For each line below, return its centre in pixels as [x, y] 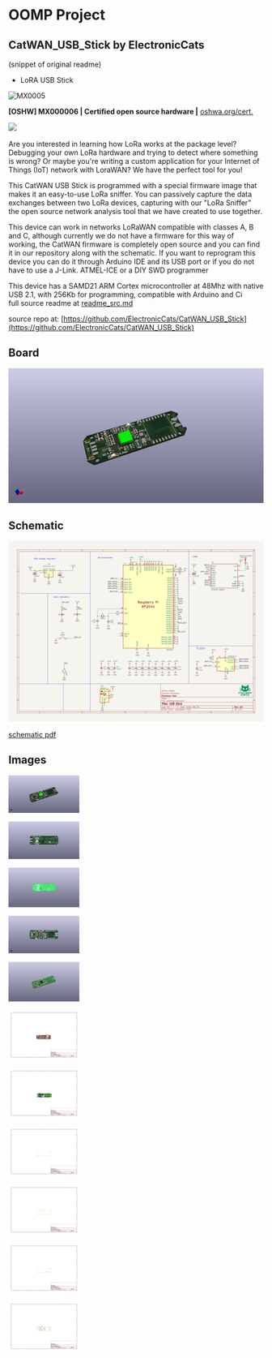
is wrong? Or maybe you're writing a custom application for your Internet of [134, 161]
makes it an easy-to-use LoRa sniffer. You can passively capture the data [130, 194]
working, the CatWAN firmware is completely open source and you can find [134, 244]
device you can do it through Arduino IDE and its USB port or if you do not [132, 262]
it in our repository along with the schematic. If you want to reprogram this [132, 253]
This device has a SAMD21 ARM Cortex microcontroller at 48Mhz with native [136, 286]
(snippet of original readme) [55, 64]
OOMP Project [57, 15]
